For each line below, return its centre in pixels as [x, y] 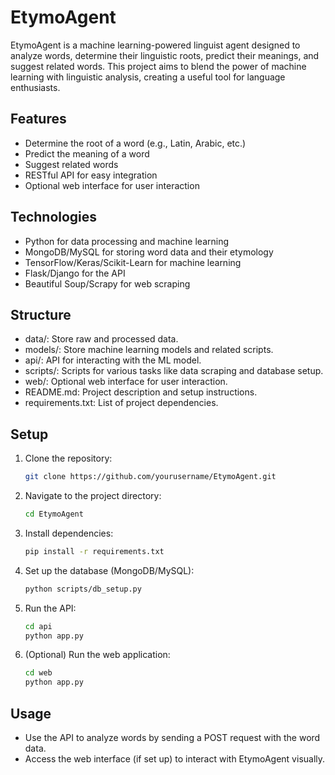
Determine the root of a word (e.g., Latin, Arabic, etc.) [135, 143]
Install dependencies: [69, 533]
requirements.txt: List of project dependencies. [121, 403]
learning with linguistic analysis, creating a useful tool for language [148, 77]
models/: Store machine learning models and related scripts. [149, 350]
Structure [41, 314]
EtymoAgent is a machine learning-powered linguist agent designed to [155, 45]
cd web [38, 673]
